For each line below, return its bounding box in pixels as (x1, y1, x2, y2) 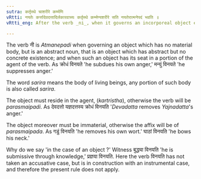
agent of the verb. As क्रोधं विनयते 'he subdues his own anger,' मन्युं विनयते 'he (6, 61, 185, 68)
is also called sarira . (6, 85, 56, 92)
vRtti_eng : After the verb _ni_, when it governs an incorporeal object (6, 20, 191, 26)
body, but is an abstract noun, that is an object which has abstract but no (6, 48, 187, 55)
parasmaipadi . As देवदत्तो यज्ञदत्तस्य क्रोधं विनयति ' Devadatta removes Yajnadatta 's (6, 103, 193, 110)
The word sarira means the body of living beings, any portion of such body (6, 79, 191, 87)
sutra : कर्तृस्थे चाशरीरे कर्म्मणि (6, 8, 64, 15)
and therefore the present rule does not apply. (6, 166, 120, 173)
